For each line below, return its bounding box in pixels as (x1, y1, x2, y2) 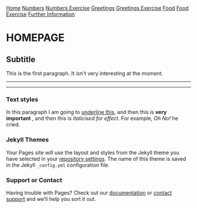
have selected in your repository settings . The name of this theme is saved (6, 155, 186, 162)
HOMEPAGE (6, 31, 65, 44)
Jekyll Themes (6, 136, 49, 144)
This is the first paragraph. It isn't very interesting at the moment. (6, 70, 163, 77)
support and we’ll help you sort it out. (6, 195, 96, 202)
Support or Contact (6, 176, 63, 184)
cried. (6, 121, 21, 128)
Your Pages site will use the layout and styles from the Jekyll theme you (6, 149, 180, 156)
